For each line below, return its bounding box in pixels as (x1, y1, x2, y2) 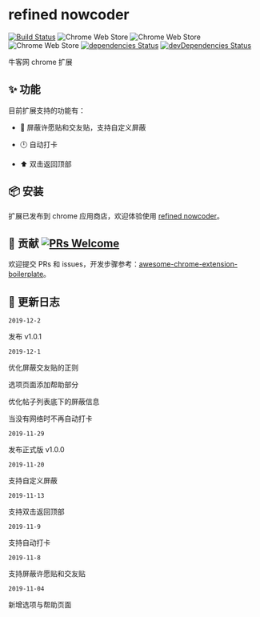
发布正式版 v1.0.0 (8, 445, 66, 455)
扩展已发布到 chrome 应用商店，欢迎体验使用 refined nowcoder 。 (8, 210, 224, 221)
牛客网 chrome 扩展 (8, 57, 74, 66)
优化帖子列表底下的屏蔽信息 (8, 397, 100, 407)
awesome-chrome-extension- (138, 259, 238, 269)
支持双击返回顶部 (8, 507, 65, 517)
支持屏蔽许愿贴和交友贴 (8, 569, 86, 579)
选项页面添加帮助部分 (8, 380, 78, 390)
